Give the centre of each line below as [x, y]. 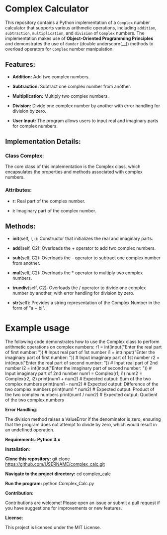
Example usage [38, 328]
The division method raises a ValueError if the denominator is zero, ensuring [83, 419]
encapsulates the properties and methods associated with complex [74, 172]
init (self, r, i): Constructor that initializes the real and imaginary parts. [83, 238]
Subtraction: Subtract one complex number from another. [72, 86]
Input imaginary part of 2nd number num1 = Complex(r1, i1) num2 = [74, 373]
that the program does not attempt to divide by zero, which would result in [81, 425]
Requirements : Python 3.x [33, 440]
